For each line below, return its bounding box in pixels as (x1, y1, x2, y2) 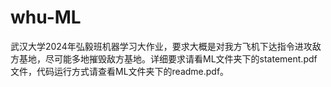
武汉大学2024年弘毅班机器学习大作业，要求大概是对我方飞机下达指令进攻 (10, 40, 313, 52)
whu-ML (10, 6, 82, 29)
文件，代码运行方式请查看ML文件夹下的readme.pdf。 (10, 65, 230, 77)
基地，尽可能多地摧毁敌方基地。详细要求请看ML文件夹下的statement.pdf (18, 52, 318, 65)
